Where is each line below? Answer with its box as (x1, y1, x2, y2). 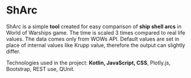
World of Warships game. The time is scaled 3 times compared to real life (6, 29, 186, 36)
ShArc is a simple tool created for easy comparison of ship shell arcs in (6, 23, 182, 30)
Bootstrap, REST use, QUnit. (6, 65, 75, 72)
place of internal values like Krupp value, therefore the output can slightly (6, 42, 186, 49)
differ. (6, 48, 21, 55)
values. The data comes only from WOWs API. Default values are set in (6, 35, 180, 42)
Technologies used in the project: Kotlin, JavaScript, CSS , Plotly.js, (6, 59, 171, 66)
